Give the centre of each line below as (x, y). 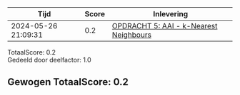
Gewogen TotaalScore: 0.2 (68, 82)
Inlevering (171, 14)
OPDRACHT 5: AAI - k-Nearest (165, 26)
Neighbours (132, 35)
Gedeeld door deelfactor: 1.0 (49, 60)
